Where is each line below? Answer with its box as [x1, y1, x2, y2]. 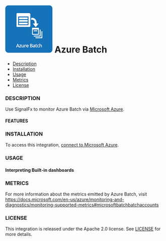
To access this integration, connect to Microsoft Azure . [5, 142, 119, 148]
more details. [5, 231, 33, 237]
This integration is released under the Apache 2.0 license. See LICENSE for [5, 226, 161, 232]
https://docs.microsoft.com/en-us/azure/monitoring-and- [5, 196, 124, 202]
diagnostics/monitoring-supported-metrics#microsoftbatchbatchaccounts [5, 202, 159, 208]
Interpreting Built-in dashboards [5, 167, 74, 173]
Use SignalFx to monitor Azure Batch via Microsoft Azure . [5, 106, 125, 112]
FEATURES [5, 118, 29, 124]
